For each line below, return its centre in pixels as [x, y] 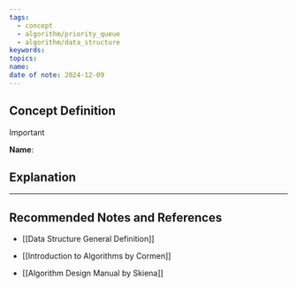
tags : [19, 17]
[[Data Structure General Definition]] [88, 239]
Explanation [43, 177]
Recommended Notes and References [116, 217]
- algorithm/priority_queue [69, 34]
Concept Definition [63, 111]
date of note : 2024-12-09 [57, 75]
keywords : [27, 50]
